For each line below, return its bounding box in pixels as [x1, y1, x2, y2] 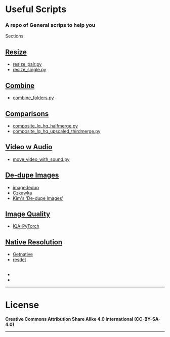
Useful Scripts [5, 4, 67, 15]
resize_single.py [12, 67, 47, 73]
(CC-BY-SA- [134, 316, 161, 322]
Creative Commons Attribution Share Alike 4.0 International [5, 316, 134, 322]
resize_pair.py [12, 61, 42, 67]
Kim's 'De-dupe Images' [12, 195, 64, 201]
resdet [12, 257, 26, 263]
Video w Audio [5, 143, 53, 151]
